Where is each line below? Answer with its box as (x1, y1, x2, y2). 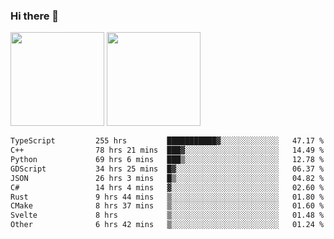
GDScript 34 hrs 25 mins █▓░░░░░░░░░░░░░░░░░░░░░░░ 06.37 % (10, 164, 325, 174)
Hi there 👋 (10, 9, 60, 23)
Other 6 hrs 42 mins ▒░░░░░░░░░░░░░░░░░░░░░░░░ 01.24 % (10, 220, 325, 230)
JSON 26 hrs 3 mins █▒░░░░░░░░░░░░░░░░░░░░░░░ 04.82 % (10, 173, 325, 183)
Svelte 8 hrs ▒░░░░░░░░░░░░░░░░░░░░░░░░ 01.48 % (10, 210, 325, 221)
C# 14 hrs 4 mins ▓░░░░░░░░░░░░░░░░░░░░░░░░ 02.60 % (10, 182, 325, 193)
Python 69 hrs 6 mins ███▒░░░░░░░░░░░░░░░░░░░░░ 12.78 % (10, 155, 325, 165)
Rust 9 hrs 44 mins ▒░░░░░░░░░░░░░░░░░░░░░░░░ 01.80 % (10, 192, 325, 202)
